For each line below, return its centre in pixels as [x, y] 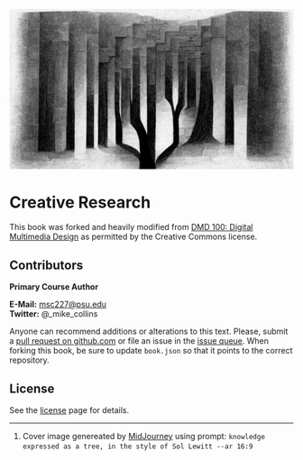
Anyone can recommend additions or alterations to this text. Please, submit [149, 331]
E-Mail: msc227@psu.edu [58, 304]
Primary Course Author [54, 287]
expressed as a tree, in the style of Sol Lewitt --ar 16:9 [138, 446]
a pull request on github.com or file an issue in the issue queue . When [139, 341]
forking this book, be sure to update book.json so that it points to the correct [151, 351]
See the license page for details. [69, 410]
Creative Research [80, 202]
